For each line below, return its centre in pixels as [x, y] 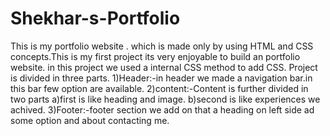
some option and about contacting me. [90, 120]
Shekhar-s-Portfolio [95, 18]
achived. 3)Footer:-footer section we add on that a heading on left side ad [162, 109]
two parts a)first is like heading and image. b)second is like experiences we [165, 99]
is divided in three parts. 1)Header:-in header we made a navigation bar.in [161, 78]
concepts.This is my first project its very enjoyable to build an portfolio [155, 56]
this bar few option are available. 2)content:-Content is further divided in [159, 88]
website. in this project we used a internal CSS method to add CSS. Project [164, 67]
